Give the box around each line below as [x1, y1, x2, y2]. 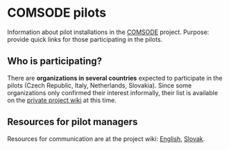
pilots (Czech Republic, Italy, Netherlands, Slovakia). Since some [7, 81, 192, 90]
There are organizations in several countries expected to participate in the [7, 74, 223, 82]
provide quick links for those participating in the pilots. [7, 35, 163, 43]
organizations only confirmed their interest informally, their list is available [7, 88, 219, 97]
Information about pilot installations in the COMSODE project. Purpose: [7, 28, 210, 36]
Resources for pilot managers [7, 116, 138, 128]
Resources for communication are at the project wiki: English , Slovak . [7, 134, 205, 143]
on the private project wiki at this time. [7, 96, 117, 104]
